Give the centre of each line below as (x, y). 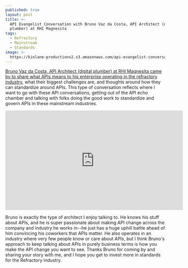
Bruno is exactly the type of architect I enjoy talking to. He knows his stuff (82, 217)
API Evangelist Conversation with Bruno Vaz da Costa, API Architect (85, 24)
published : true (22, 10)
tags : (11, 33)
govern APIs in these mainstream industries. (51, 104)
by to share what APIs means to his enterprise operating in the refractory (81, 77)
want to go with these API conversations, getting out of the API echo (77, 93)
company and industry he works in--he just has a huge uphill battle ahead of (85, 228)
